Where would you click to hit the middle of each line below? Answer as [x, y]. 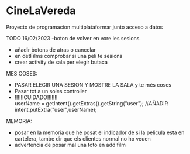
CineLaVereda [41, 11]
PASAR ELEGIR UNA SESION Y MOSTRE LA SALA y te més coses [93, 85]
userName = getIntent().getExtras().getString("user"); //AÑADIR [91, 103]
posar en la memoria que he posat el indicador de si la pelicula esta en [99, 132]
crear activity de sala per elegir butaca [61, 62]
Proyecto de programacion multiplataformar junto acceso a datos [84, 27]
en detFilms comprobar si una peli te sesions [68, 56]
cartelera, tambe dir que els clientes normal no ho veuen [82, 138]
